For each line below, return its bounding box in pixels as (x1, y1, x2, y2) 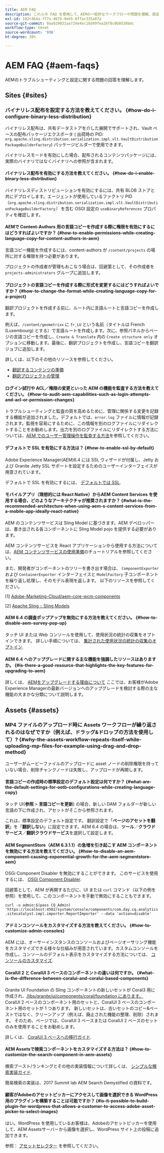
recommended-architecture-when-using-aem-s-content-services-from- (5, 503, 157, 509)
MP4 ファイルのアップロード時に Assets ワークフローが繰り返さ (5, 721, 157, 728)
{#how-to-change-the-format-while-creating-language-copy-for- (19, 288, 157, 294)
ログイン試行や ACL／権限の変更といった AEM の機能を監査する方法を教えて (5, 385, 159, 391)
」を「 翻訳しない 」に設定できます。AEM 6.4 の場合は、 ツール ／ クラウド (9, 824, 156, 830)
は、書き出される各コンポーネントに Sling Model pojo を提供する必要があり (5, 526, 157, 532)
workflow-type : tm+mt (5, 25, 49, 30)
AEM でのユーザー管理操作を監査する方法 (26, 433, 110, 439)
